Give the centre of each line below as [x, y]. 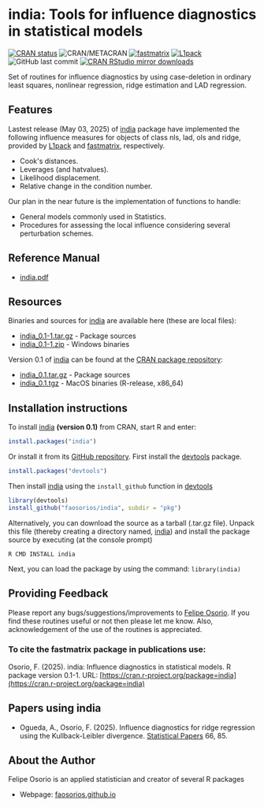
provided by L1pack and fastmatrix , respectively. [87, 145]
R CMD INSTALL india [42, 554]
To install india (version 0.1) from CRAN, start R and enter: [102, 427]
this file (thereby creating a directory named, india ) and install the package [129, 531]
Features [30, 110]
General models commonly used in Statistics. [93, 216]
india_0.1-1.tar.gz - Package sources [78, 336]
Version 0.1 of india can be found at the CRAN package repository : [115, 359]
